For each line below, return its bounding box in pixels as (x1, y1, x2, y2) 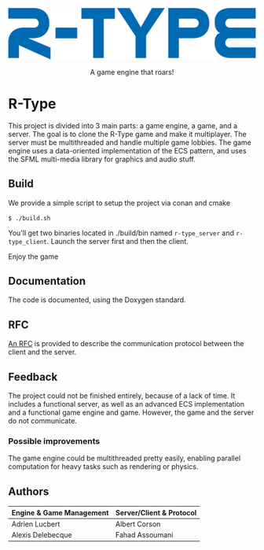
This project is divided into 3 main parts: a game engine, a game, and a (8, 120, 238, 130)
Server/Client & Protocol (115, 508, 197, 517)
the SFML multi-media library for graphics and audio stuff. (8, 154, 196, 164)
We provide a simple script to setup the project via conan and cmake (8, 197, 230, 208)
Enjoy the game (8, 252, 59, 261)
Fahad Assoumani (115, 530, 174, 540)
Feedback (8, 370, 58, 383)
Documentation (8, 274, 86, 287)
